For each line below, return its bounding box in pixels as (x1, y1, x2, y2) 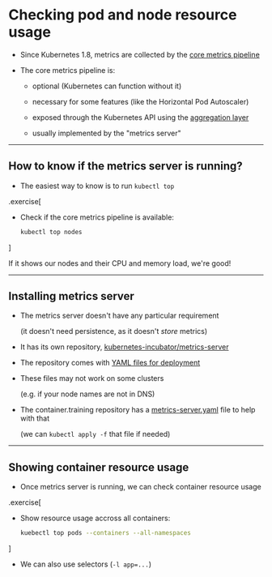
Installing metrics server (8, 289, 135, 303)
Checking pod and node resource (8, 6, 237, 24)
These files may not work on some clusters (19, 374, 164, 383)
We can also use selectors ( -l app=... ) (19, 559, 152, 569)
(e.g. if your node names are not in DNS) (19, 389, 155, 399)
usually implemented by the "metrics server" (32, 128, 181, 138)
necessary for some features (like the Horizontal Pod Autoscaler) (32, 96, 249, 106)
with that (19, 413, 50, 423)
